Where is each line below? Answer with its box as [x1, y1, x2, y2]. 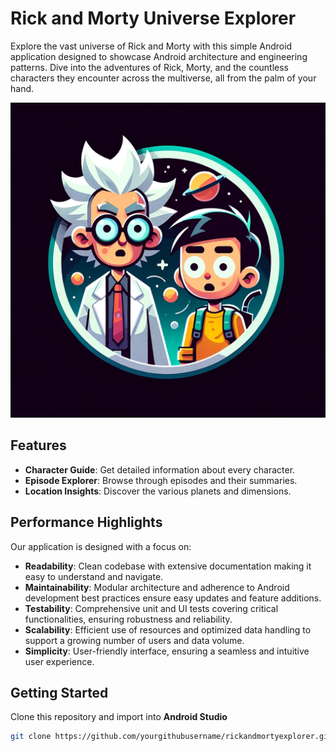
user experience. [24, 655, 95, 667]
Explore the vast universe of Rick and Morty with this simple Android [10, 40, 293, 52]
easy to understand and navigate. [24, 570, 164, 582]
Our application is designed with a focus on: [10, 540, 192, 552]
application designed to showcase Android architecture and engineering [10, 50, 308, 62]
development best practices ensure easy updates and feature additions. [24, 592, 322, 604]
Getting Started [10, 684, 109, 701]
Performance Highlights [10, 514, 163, 531]
